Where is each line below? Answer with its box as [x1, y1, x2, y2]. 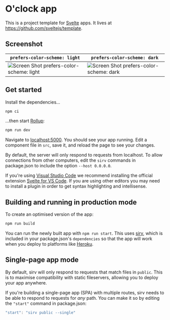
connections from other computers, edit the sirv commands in [5, 157, 136, 163]
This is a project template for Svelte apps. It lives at [5, 20, 112, 26]
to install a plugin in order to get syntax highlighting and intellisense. [5, 183, 147, 190]
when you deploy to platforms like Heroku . [5, 241, 94, 247]
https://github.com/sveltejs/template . [5, 25, 82, 31]
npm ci [5, 109, 19, 114]
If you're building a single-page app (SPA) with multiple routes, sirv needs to [5, 289, 164, 296]
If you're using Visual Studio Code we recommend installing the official [5, 172, 153, 178]
